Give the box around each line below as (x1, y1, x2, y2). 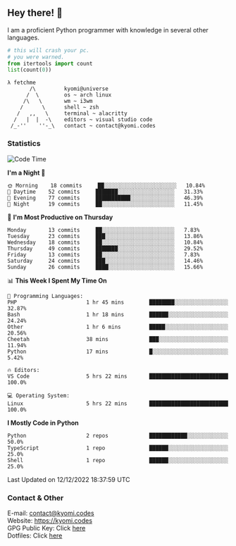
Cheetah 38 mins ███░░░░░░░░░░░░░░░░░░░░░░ (7, 335, 229, 342)
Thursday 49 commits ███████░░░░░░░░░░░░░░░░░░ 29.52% (7, 244, 203, 252)
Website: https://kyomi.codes (7, 516, 93, 525)
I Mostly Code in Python (7, 418, 79, 427)
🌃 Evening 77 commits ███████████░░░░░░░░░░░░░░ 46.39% (7, 194, 203, 201)
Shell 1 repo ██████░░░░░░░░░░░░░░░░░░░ (7, 457, 229, 464)
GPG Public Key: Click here (7, 523, 86, 532)
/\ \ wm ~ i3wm (23, 98, 93, 105)
